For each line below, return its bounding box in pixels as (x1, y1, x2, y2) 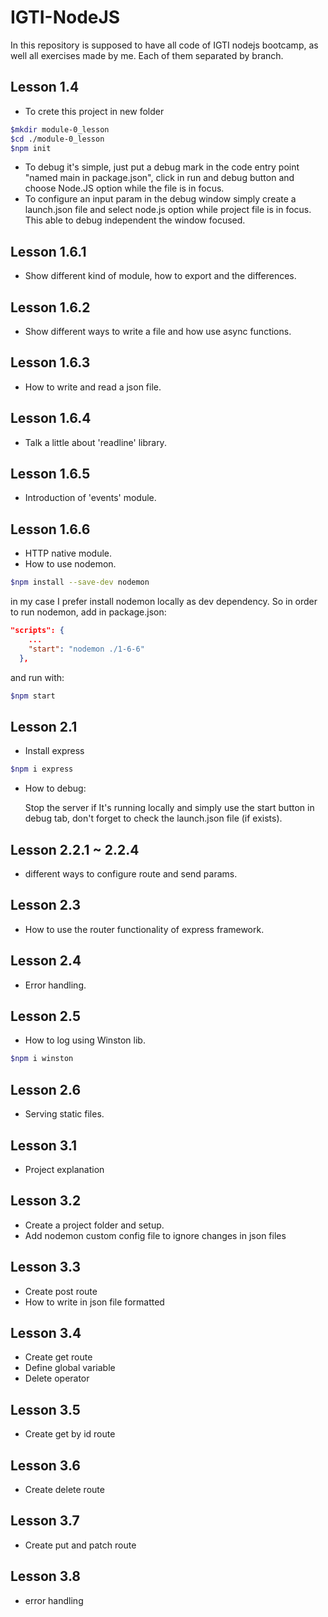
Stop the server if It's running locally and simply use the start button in (24, 802, 315, 814)
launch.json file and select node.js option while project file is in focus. (24, 204, 312, 216)
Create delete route (24, 1484, 105, 1495)
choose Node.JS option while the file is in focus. (24, 182, 225, 195)
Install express (24, 745, 85, 757)
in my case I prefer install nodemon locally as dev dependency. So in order (10, 596, 318, 608)
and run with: (10, 671, 65, 683)
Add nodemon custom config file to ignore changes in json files (24, 1229, 287, 1241)
